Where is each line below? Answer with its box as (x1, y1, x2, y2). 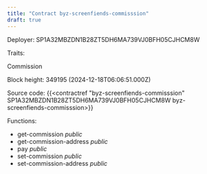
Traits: (7, 49, 25, 57)
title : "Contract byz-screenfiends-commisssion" (7, 10, 149, 17)
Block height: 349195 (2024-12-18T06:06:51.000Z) (7, 75, 151, 83)
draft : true (7, 17, 41, 23)
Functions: (7, 116, 37, 124)
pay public (17, 144, 47, 153)
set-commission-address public (17, 159, 108, 167)
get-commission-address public (17, 137, 109, 145)
